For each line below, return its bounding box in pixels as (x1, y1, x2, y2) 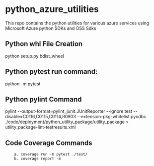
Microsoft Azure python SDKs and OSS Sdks (5, 25, 96, 31)
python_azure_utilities (5, 3, 99, 15)
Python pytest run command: (5, 67, 98, 76)
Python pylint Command (5, 95, 82, 103)
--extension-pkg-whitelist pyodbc (77, 114, 147, 120)
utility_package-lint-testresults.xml (5, 124, 76, 130)
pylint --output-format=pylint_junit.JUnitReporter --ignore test (5, 108, 133, 114)
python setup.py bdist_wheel (5, 53, 65, 59)
